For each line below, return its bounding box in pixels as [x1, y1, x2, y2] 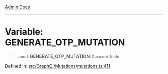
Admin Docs [5, 4, 30, 10]
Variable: [5, 26, 44, 38]
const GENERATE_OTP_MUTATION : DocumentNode [17, 53, 120, 59]
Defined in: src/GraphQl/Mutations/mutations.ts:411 [5, 63, 111, 69]
